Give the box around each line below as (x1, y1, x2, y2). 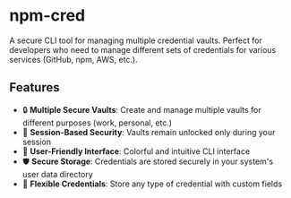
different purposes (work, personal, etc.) (21, 117, 173, 128)
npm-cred (9, 5, 86, 26)
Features (9, 80, 60, 95)
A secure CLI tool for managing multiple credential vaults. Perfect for (9, 35, 262, 46)
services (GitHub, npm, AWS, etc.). (9, 54, 139, 65)
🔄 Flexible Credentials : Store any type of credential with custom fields (21, 178, 283, 189)
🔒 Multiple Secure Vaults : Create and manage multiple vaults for (21, 104, 261, 115)
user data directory (21, 168, 94, 179)
